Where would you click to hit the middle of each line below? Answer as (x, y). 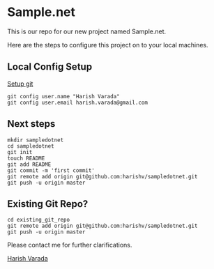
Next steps (31, 124)
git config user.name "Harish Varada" (63, 96)
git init (20, 152)
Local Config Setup (50, 67)
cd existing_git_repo (39, 220)
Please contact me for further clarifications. (70, 245)
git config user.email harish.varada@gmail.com (78, 102)
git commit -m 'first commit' (51, 170)
